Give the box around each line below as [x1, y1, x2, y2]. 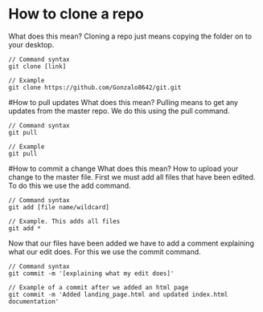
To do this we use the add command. [8, 180, 131, 190]
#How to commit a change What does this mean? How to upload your [8, 164, 239, 173]
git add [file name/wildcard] [8, 203, 110, 211]
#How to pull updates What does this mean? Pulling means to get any [8, 97, 239, 107]
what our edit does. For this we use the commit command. [8, 246, 201, 257]
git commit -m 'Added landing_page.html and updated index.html [8, 290, 228, 298]
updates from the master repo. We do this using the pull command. [8, 106, 231, 115]
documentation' [8, 298, 60, 306]
